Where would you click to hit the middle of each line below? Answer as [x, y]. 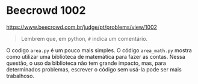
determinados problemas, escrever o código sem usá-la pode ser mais [94, 69]
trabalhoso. [20, 76]
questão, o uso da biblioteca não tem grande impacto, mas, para [86, 63]
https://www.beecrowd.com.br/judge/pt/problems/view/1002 [82, 27]
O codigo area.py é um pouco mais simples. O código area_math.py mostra [99, 50]
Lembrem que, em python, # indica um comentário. [84, 38]
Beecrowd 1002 [46, 10]
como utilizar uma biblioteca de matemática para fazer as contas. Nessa [96, 56]
